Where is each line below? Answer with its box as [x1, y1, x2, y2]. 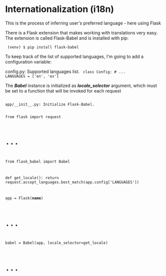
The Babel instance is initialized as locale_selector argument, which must [5, 82, 157, 88]
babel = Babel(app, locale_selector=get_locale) [5, 240, 108, 245]
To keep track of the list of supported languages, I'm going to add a [5, 53, 144, 59]
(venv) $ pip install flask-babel [7, 44, 79, 49]
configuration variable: [5, 58, 52, 64]
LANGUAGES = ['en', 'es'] [5, 73, 59, 78]
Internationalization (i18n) [5, 3, 114, 15]
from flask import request [5, 114, 61, 119]
